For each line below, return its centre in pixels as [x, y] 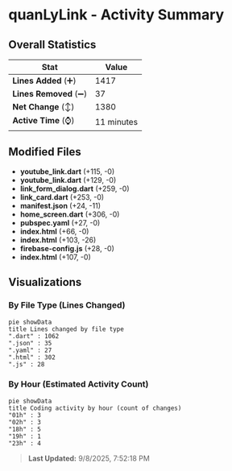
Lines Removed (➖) [50, 94]
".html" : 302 [32, 357]
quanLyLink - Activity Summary [116, 15]
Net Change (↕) [43, 107]
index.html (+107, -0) [55, 257]
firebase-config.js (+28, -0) [67, 248]
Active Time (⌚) [43, 120]
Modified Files [45, 152]
